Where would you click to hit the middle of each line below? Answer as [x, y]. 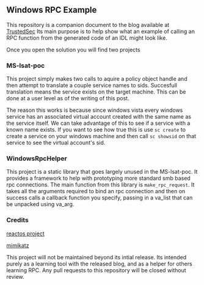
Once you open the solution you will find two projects [73, 50]
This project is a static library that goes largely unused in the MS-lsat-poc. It [102, 172]
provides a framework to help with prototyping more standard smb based [98, 178]
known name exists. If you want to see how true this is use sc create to [96, 130]
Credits [17, 220]
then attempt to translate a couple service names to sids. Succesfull [92, 86]
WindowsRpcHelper [37, 158]
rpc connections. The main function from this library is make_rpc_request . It [100, 185]
